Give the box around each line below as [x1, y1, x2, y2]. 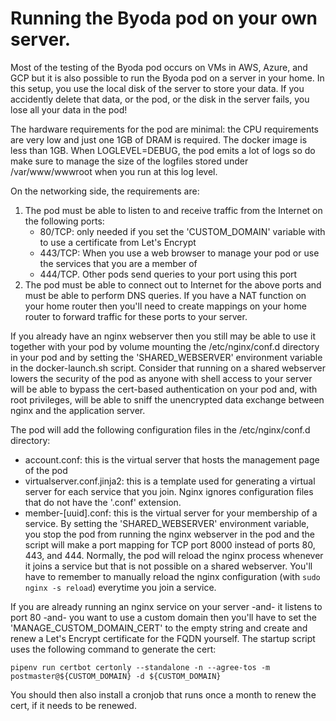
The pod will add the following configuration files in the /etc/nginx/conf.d [10, 423, 311, 436]
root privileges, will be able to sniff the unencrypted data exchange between [10, 393, 325, 406]
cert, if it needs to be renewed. [10, 699, 137, 711]
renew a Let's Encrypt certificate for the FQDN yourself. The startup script [10, 632, 316, 644]
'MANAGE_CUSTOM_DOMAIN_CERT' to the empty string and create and [10, 622, 308, 634]
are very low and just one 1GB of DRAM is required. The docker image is [10, 133, 308, 146]
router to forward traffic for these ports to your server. [24, 310, 248, 322]
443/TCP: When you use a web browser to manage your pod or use [39, 247, 320, 259]
